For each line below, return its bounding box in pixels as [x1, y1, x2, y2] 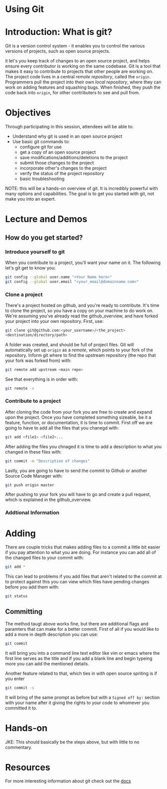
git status [5, 594, 28, 599]
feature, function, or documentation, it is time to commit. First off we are [5, 419, 153, 425]
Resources [5, 762, 51, 773]
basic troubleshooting [19, 176, 65, 182]
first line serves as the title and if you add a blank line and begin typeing [5, 655, 153, 661]
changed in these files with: [5, 449, 62, 455]
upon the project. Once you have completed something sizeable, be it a [5, 414, 152, 420]
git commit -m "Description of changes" [5, 458, 90, 464]
